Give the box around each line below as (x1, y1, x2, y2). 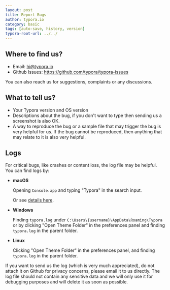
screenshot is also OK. (12, 118, 60, 124)
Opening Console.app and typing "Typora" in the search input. (12, 187, 142, 193)
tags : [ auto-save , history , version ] (5, 26, 85, 32)
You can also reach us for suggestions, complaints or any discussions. (5, 78, 153, 84)
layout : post (5, 7, 33, 13)
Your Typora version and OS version (12, 107, 89, 113)
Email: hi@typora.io (12, 63, 53, 69)
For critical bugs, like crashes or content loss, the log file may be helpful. (5, 162, 157, 168)
